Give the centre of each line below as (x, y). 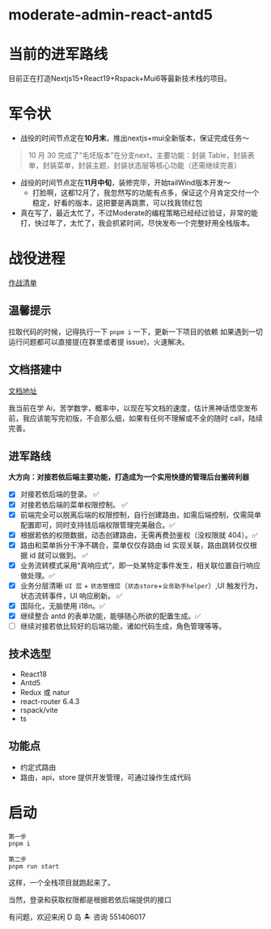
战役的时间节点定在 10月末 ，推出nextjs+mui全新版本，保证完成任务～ (135, 138)
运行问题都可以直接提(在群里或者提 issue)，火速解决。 (99, 341)
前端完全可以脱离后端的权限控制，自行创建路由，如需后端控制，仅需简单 (140, 515)
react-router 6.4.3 (50, 701)
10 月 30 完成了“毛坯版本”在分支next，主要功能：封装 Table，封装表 (141, 155)
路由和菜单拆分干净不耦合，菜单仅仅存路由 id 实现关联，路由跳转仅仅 (135, 545)
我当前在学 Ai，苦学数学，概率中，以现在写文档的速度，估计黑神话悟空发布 (133, 408)
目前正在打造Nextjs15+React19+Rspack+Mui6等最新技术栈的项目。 (120, 78)
